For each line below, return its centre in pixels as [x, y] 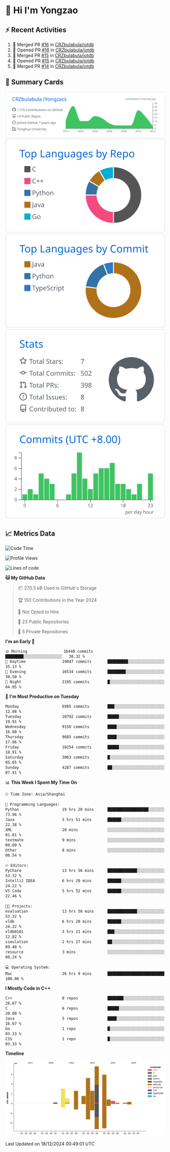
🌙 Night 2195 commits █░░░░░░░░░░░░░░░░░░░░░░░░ [85, 682]
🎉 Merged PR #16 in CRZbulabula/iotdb [53, 45]
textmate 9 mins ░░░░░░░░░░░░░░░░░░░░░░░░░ [85, 840]
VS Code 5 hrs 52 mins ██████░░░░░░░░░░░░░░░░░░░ [85, 891]
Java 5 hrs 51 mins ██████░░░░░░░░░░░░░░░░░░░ [85, 820]
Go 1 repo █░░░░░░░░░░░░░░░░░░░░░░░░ [85, 1029]
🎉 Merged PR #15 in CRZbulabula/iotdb [53, 55]
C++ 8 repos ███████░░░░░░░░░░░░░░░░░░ [85, 998]
